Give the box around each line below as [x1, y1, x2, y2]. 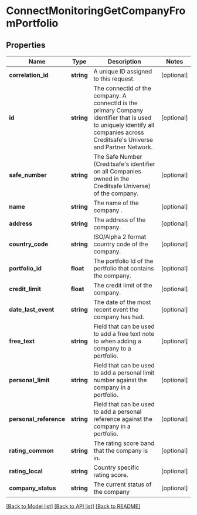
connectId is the [93, 99, 138, 107]
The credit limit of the [93, 281, 152, 289]
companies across [93, 128, 144, 136]
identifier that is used [93, 113, 152, 122]
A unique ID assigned [93, 68, 152, 75]
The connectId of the [93, 84, 151, 92]
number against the [93, 376, 148, 384]
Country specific [93, 463, 140, 471]
